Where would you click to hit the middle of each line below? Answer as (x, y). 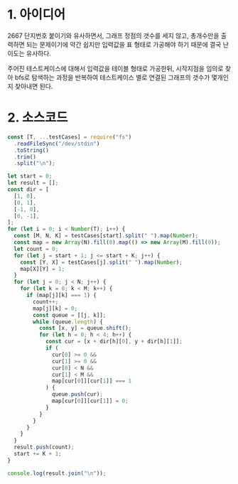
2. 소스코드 (38, 118)
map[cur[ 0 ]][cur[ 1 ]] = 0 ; (91, 401)
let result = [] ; (33, 183)
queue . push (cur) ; (77, 394)
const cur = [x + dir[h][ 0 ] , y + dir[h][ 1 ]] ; (114, 342)
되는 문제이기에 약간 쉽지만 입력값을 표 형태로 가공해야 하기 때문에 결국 (124, 44)
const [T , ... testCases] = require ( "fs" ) (70, 137)
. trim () (25, 157)
